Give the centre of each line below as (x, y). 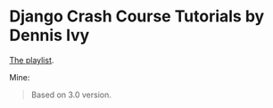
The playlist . (32, 60)
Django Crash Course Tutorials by (137, 17)
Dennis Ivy (50, 35)
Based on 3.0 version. (71, 95)
